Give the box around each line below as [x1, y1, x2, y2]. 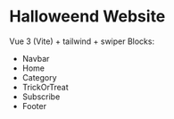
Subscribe [21, 91, 61, 102]
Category [21, 72, 57, 82]
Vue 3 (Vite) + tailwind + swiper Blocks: [9, 36, 154, 47]
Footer [21, 100, 47, 111]
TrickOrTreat [21, 81, 69, 92]
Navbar [21, 53, 50, 64]
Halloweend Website [9, 6, 166, 27]
